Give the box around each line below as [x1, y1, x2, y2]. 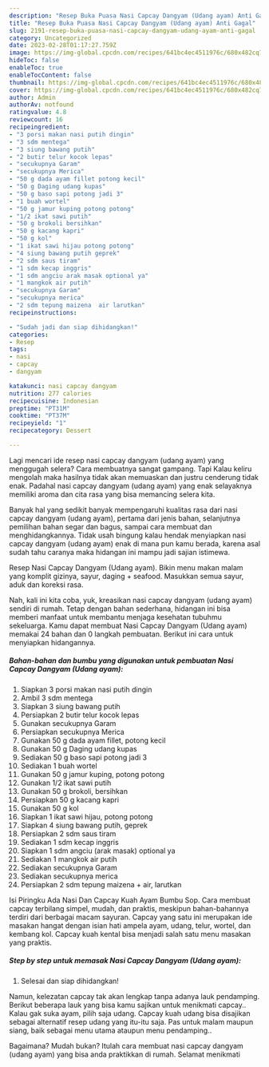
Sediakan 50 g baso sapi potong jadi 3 [20, 752, 147, 762]
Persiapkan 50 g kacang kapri [20, 795, 119, 804]
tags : [9, 345, 27, 354]
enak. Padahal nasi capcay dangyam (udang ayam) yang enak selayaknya [9, 481, 252, 490]
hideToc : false [9, 57, 60, 65]
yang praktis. [9, 938, 53, 947]
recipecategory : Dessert [9, 426, 92, 435]
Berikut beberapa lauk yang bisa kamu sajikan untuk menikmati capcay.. [9, 1000, 247, 1009]
